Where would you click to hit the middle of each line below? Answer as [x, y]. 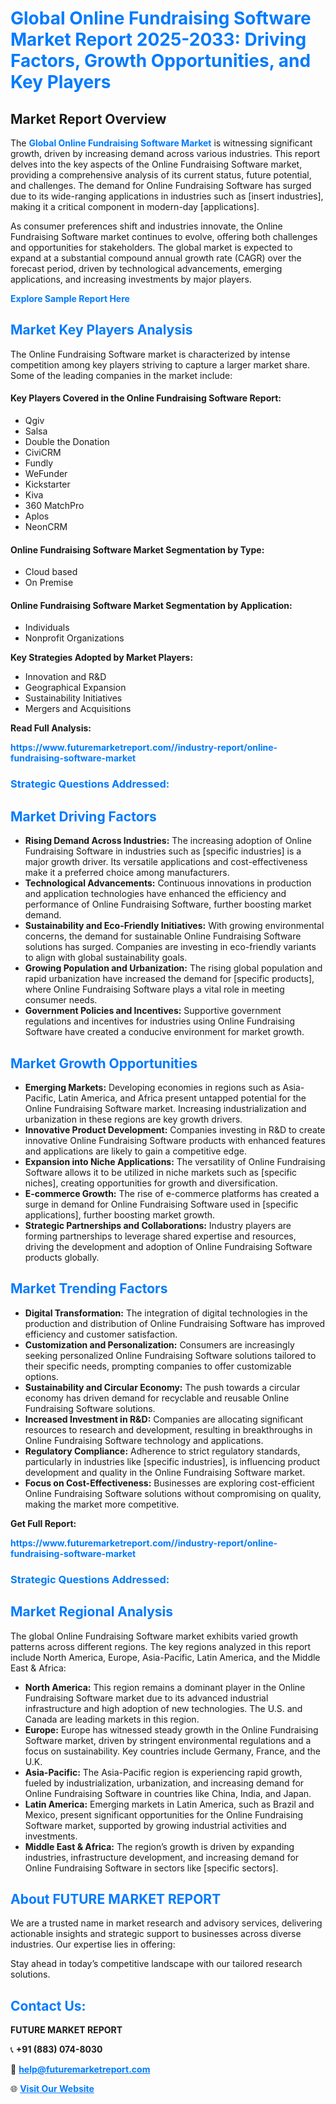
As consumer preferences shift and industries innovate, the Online [146, 226]
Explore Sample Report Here [70, 298]
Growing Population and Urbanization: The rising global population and [173, 968]
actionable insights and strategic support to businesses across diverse [156, 1934]
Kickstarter [47, 484]
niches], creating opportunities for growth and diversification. [151, 1183]
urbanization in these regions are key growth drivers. [133, 1119]
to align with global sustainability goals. [106, 958]
